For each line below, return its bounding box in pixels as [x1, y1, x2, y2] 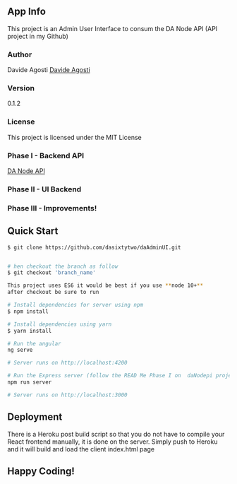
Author [7, 49, 32, 59]
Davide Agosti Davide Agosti [7, 66, 90, 74]
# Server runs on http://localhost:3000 [7, 391, 128, 399]
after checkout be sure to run [7, 289, 99, 296]
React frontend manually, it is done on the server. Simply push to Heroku [7, 437, 218, 446]
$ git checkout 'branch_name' [7, 269, 97, 276]
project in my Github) [7, 32, 69, 40]
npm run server [7, 379, 52, 386]
